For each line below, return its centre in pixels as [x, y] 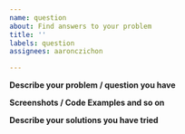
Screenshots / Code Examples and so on [87, 103]
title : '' [28, 34]
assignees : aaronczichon [56, 52]
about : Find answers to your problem [81, 26]
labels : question [42, 43]
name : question [38, 18]
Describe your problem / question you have [92, 85]
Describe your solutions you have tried [84, 120]
